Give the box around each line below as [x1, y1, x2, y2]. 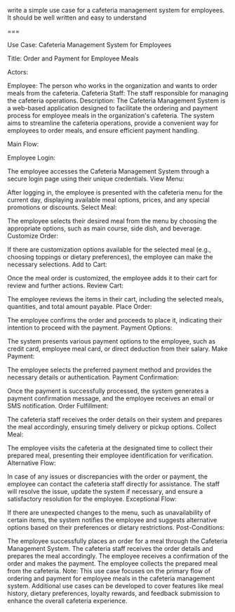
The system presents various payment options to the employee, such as [7, 337, 216, 345]
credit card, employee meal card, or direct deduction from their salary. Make [7, 344, 228, 353]
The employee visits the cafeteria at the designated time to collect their [7, 444, 213, 452]
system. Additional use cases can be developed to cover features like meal [7, 582, 224, 590]
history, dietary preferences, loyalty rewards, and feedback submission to [7, 590, 220, 597]
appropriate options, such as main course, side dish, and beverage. [7, 224, 202, 233]
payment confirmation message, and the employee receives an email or [7, 394, 215, 403]
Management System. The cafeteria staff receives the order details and [7, 545, 214, 552]
